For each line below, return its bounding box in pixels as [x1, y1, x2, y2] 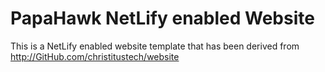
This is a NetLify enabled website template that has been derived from [10, 40, 300, 52]
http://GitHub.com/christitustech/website [10, 50, 180, 62]
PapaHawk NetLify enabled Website [10, 7, 315, 30]
